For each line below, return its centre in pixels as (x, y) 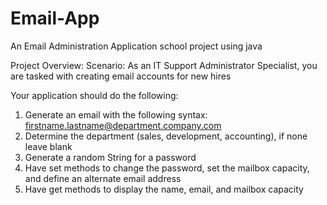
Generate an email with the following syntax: (116, 114)
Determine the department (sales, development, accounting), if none (166, 136)
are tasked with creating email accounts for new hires (121, 76)
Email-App (55, 18)
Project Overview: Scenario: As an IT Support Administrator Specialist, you (164, 65)
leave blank (48, 146)
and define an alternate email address (103, 178)
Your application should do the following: (94, 95)
